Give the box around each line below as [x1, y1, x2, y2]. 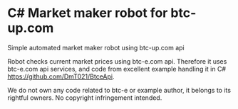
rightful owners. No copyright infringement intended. [7, 93, 162, 102]
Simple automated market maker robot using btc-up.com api [7, 43, 185, 52]
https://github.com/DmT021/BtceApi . [7, 72, 115, 81]
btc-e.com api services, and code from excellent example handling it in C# [7, 64, 227, 73]
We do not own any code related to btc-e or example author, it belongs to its [7, 86, 232, 94]
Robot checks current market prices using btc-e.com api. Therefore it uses [7, 57, 227, 65]
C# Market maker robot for [7, 5, 168, 21]
